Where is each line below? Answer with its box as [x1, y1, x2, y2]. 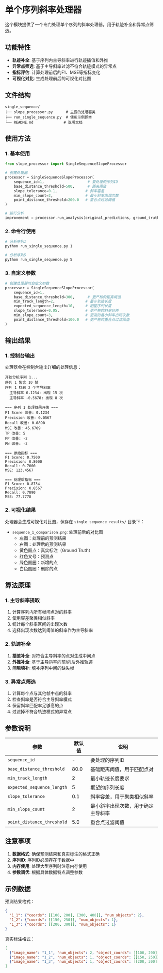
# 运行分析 [5, 211, 24, 216]
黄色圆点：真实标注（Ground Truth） [19, 547, 93, 553]
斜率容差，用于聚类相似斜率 [90, 793, 154, 800]
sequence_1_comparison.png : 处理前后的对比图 [12, 529, 103, 535]
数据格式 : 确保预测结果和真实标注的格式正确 [12, 851, 100, 856]
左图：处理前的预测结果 [19, 535, 66, 541]
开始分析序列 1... [5, 375, 38, 380]
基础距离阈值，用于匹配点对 [90, 766, 154, 773]
